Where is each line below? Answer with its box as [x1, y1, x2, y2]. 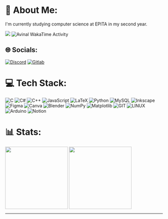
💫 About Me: [5, 4, 58, 16]
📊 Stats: [5, 126, 41, 138]
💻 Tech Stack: [5, 77, 67, 89]
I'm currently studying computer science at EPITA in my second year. [5, 21, 147, 27]
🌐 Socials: [5, 46, 38, 54]
